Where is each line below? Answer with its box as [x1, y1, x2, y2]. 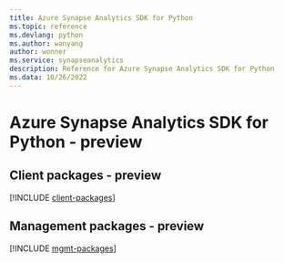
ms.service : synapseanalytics [9, 56, 125, 65]
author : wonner [9, 47, 67, 57]
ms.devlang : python [9, 30, 84, 39]
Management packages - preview [9, 218, 205, 234]
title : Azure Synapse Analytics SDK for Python [9, 13, 194, 23]
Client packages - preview [9, 168, 162, 184]
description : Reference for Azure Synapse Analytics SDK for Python [9, 65, 275, 74]
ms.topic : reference [9, 22, 88, 31]
